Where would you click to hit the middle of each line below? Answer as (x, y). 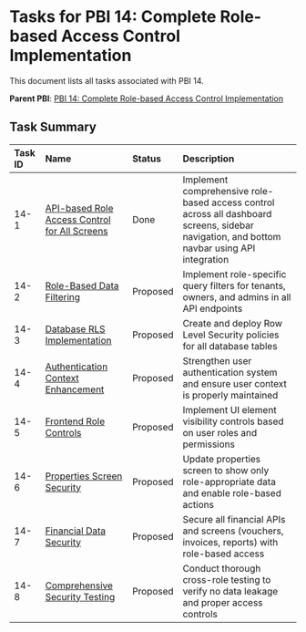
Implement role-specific (235, 274)
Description (209, 159)
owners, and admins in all (237, 296)
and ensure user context (235, 383)
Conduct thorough (222, 568)
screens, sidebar (219, 225)
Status (147, 159)
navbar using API (219, 248)
